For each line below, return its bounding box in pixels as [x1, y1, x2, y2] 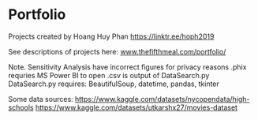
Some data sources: [8, 94, 73, 103]
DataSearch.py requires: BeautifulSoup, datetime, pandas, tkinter [8, 79, 219, 88]
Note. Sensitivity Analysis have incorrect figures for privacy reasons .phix [8, 62, 247, 72]
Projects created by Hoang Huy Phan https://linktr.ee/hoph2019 [8, 32, 215, 41]
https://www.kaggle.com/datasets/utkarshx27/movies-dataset [35, 103, 238, 112]
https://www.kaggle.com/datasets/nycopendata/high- [74, 94, 250, 103]
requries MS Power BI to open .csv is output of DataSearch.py [8, 70, 210, 80]
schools [8, 103, 34, 112]
